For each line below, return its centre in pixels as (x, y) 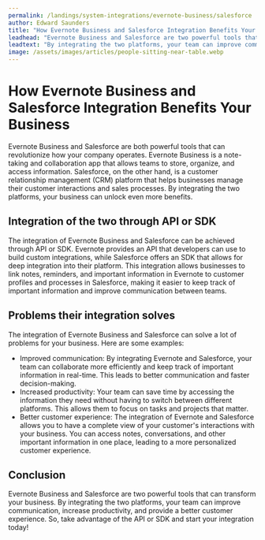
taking (19, 163)
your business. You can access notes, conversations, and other (123, 434)
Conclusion (37, 475)
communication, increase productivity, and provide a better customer (121, 511)
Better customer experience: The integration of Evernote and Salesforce (137, 417)
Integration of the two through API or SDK (112, 222)
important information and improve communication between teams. (118, 290)
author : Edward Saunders (49, 23)
